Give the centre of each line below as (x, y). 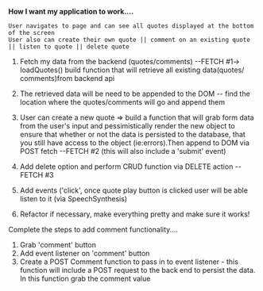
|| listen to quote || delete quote (69, 47)
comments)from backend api (67, 78)
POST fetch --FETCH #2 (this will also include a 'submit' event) (123, 151)
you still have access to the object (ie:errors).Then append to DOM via (135, 143)
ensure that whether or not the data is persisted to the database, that (133, 134)
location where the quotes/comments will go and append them (122, 102)
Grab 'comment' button (58, 245)
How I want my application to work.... (71, 11)
